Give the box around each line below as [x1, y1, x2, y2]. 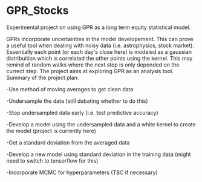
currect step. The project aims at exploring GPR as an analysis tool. [6, 67, 174, 74]
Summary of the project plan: [6, 74, 79, 81]
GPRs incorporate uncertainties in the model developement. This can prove [6, 35, 194, 42]
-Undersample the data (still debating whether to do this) [6, 97, 148, 105]
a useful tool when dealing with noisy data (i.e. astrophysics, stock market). [6, 42, 195, 49]
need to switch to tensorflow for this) [6, 157, 99, 164]
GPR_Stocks [6, 4, 69, 18]
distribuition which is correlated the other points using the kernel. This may [6, 54, 193, 62]
